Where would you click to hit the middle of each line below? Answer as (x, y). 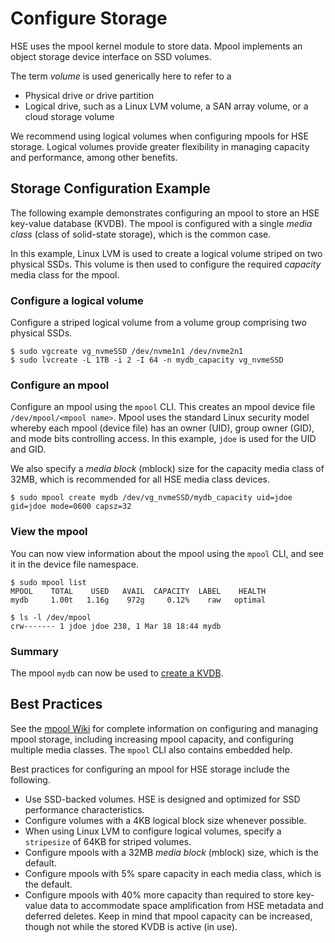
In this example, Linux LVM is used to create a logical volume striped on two (166, 253)
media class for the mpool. (65, 274)
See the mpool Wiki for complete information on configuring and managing (164, 728)
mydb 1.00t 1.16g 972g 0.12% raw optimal (138, 600)
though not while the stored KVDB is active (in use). (131, 926)
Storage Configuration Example (110, 188)
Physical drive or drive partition (89, 95)
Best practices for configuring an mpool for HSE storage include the (150, 769)
